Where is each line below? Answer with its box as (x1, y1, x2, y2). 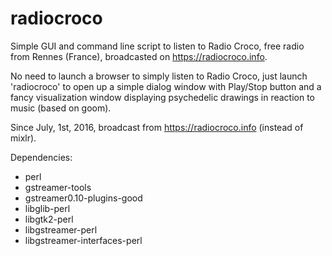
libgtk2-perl (24, 213, 74, 225)
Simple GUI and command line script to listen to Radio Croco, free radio (10, 40, 305, 52)
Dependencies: (10, 151, 73, 163)
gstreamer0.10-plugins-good (24, 192, 143, 204)
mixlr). (10, 132, 37, 144)
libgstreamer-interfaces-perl (24, 234, 143, 246)
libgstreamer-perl (24, 223, 98, 236)
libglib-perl (24, 202, 71, 214)
